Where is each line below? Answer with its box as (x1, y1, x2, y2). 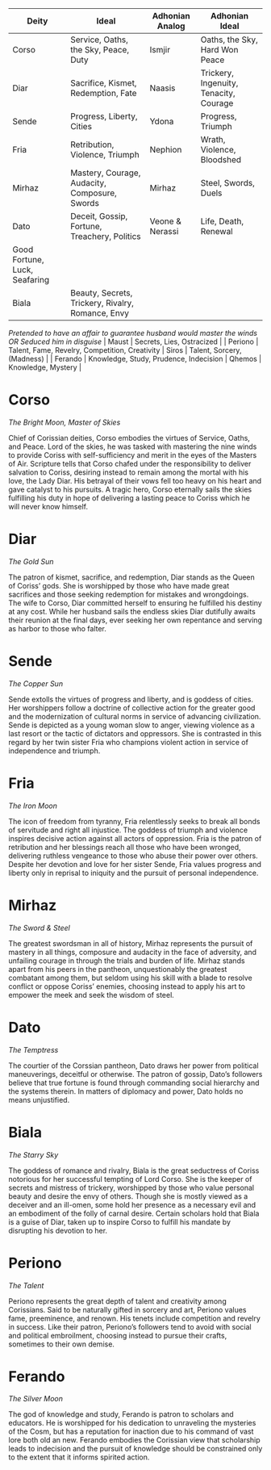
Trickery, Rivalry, (69, 298, 135, 308)
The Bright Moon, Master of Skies (8, 417, 121, 427)
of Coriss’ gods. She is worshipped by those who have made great (8, 580, 230, 590)
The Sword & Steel (8, 923, 70, 932)
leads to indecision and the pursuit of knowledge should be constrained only (8, 1444, 263, 1454)
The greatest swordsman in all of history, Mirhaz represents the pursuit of (8, 938, 253, 948)
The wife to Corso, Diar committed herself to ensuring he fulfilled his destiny (8, 597, 262, 608)
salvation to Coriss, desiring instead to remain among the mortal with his (8, 467, 248, 477)
